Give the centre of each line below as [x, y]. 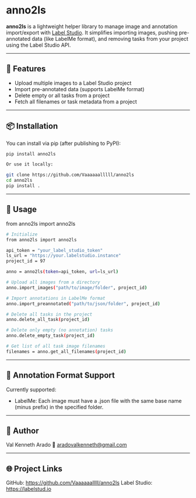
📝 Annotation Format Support [60, 376]
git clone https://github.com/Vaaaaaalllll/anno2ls [70, 175]
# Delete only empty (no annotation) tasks [60, 330]
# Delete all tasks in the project [49, 314]
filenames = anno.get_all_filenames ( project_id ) [66, 351]
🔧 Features [26, 69]
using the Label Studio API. [38, 45]
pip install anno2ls [31, 154]
